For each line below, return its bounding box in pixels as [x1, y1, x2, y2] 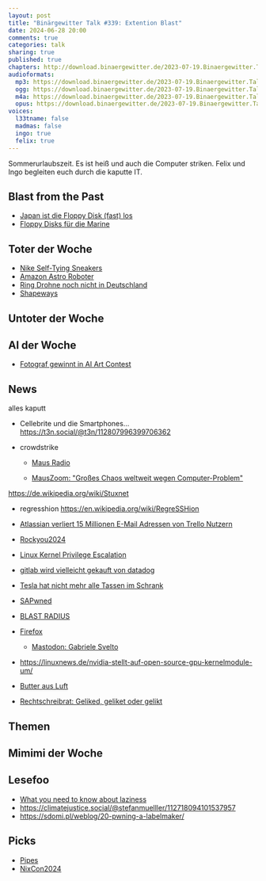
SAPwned [19, 596, 52, 606]
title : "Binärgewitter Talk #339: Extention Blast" [8, 19, 182, 27]
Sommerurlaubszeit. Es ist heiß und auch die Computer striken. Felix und [8, 158, 245, 168]
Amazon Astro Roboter [19, 272, 94, 281]
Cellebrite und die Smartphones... [19, 419, 130, 429]
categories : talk [8, 41, 66, 49]
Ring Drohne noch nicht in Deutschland [19, 280, 148, 290]
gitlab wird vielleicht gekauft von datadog [19, 566, 155, 575]
